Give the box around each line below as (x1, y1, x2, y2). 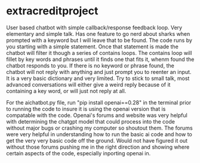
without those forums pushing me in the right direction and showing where (6, 143, 190, 150)
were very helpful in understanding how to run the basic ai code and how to (6, 130, 192, 138)
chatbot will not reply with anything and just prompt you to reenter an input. (6, 68, 192, 75)
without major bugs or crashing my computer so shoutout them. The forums (6, 124, 193, 131)
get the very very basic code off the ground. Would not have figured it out (6, 137, 188, 144)
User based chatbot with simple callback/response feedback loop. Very (6, 24, 183, 31)
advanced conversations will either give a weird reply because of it (6, 81, 171, 88)
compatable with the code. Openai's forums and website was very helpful (6, 112, 188, 119)
